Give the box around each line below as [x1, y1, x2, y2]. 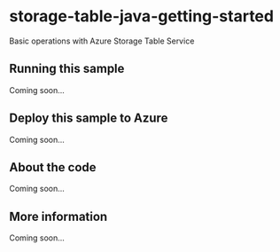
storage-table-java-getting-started [9, 6, 275, 27]
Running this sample [9, 61, 125, 76]
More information [9, 209, 108, 224]
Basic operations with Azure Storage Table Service [9, 35, 195, 46]
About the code [9, 160, 97, 175]
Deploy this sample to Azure [9, 111, 168, 126]
